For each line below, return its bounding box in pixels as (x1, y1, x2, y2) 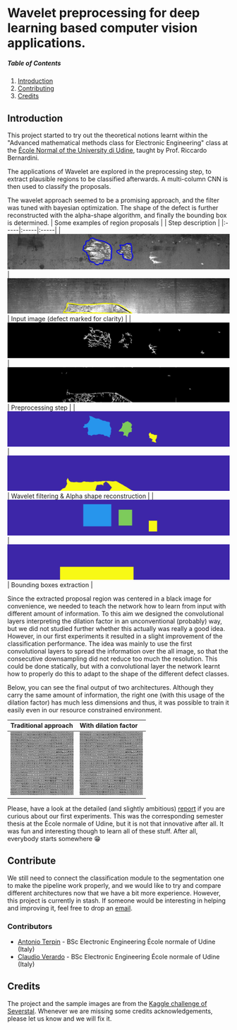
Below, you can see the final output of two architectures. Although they (7, 683, 214, 691)
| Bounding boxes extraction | (7, 580, 93, 589)
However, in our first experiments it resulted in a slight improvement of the (7, 632, 223, 640)
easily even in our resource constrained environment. (7, 705, 162, 714)
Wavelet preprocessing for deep (7, 5, 200, 21)
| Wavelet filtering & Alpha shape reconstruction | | (7, 492, 154, 500)
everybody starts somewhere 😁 (7, 834, 101, 843)
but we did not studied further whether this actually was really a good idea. (7, 624, 226, 632)
